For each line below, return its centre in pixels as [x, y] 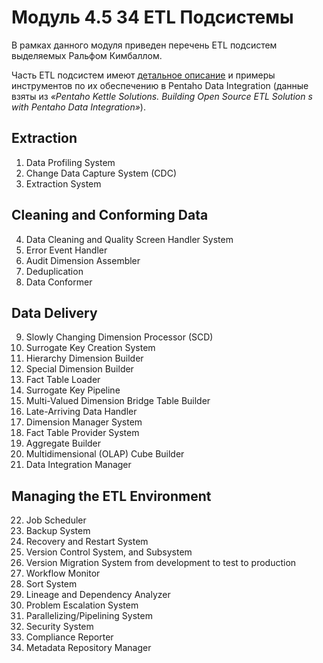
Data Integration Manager [78, 465]
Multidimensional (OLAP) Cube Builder [105, 454]
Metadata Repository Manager [88, 648]
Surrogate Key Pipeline [73, 390]
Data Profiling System [70, 162]
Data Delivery [54, 312]
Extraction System [63, 183]
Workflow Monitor [63, 573]
